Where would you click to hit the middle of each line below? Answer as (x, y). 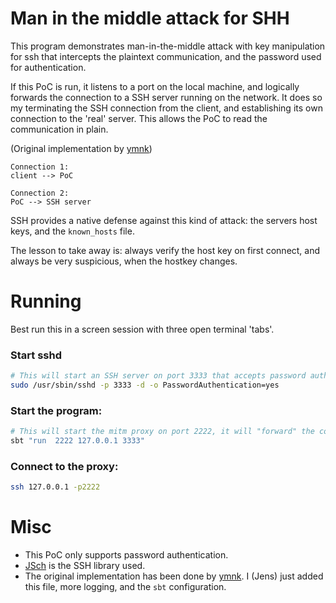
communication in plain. (59, 129)
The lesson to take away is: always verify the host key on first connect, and (165, 250)
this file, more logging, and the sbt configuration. (125, 587)
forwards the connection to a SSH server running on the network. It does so (166, 97)
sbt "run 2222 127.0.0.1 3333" (77, 441)
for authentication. (48, 67)
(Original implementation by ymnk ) (81, 148)
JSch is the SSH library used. (85, 566)
